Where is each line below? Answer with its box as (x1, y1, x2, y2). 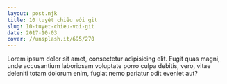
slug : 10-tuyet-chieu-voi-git (7, 23, 95, 30)
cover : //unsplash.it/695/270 (7, 36, 95, 43)
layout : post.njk (7, 10, 58, 17)
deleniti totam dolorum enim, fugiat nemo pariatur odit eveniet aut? (7, 70, 198, 78)
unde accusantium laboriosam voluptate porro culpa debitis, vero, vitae (7, 62, 211, 70)
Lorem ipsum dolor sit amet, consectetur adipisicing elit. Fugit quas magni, (7, 54, 220, 63)
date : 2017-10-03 (7, 29, 58, 36)
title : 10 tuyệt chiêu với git (7, 17, 98, 23)
